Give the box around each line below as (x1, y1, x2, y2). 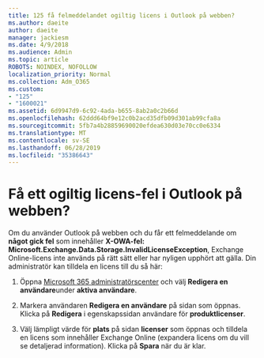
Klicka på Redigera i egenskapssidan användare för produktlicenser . (19, 309, 246, 318)
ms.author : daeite (8, 19, 69, 27)
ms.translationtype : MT (8, 129, 87, 137)
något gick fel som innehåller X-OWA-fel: (8, 236, 145, 246)
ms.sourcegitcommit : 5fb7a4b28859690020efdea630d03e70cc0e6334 (8, 122, 221, 130)
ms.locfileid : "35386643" (8, 151, 93, 159)
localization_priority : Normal (8, 70, 111, 78)
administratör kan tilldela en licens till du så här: (8, 262, 164, 271)
